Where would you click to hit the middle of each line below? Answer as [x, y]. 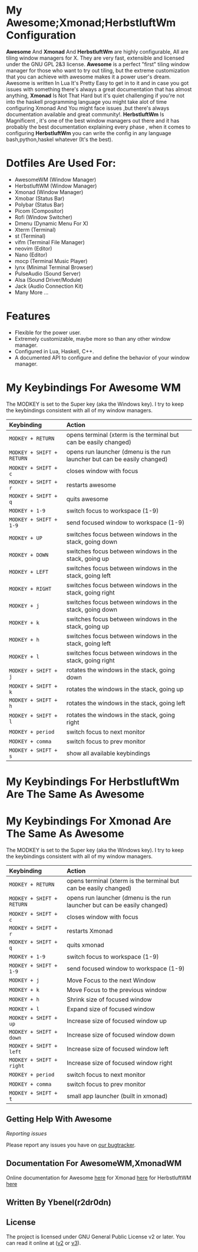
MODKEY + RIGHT [30, 589]
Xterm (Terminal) [35, 229]
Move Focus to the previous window [117, 990]
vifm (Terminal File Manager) [50, 242]
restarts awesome [91, 485]
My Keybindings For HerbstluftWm [93, 781]
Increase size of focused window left [118, 1049]
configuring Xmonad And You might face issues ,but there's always [88, 108]
